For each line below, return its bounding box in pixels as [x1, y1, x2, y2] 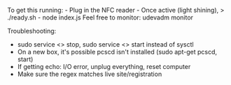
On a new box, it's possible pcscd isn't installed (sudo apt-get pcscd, [17, 48, 217, 56]
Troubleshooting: [7, 27, 57, 35]
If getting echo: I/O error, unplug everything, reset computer [17, 63, 191, 70]
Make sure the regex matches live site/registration [17, 70, 162, 78]
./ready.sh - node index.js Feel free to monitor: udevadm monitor [7, 13, 194, 22]
